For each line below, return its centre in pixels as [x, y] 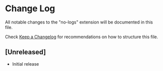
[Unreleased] [26, 52]
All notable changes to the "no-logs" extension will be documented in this [79, 22]
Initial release [25, 64]
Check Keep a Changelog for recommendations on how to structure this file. [82, 37]
